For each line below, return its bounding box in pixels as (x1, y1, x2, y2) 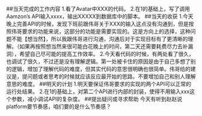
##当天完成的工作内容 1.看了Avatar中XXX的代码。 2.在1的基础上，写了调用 (6, 5, 191, 12)
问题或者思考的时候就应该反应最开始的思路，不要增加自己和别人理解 (26, 73, 196, 80)
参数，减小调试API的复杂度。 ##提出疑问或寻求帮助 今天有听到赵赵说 (11, 96, 182, 102)
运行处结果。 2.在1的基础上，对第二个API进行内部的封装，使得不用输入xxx (6, 88, 190, 95)
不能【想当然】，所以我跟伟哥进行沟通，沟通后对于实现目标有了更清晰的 (11, 35, 188, 42)
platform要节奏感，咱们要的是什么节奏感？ (6, 103, 111, 110)
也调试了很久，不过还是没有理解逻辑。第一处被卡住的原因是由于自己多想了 (6, 58, 191, 65)
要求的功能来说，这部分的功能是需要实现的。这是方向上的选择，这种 (22, 28, 191, 35)
